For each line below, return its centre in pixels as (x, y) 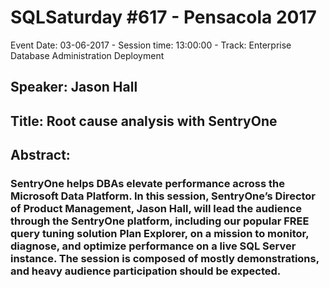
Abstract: (40, 155)
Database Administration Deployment (87, 55)
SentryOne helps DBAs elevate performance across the (147, 184)
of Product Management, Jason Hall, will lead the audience (156, 209)
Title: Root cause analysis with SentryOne (144, 121)
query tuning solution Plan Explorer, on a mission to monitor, (160, 234)
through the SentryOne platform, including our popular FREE (160, 221)
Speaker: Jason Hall (74, 87)
